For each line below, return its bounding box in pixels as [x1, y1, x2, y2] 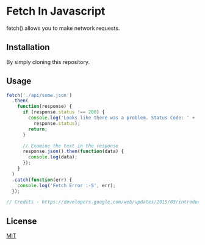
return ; [28, 126, 48, 132]
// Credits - [6, 199, 40, 205]
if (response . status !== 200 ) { [22, 109, 105, 115]
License [6, 216, 37, 226]
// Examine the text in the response [22, 143, 119, 149]
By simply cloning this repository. [6, 58, 90, 65]
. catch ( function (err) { [12, 177, 72, 183]
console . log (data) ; [28, 154, 78, 160]
